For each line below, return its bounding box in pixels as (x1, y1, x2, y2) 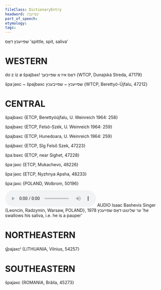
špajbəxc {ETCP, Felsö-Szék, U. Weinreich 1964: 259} (5, 124, 113, 130)
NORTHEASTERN (5, 230, 76, 241)
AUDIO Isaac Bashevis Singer (97, 202, 156, 208)
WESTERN (5, 56, 48, 67)
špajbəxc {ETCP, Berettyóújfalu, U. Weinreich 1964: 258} (5, 115, 118, 120)
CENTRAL (5, 98, 46, 110)
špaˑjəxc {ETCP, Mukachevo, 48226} (5, 162, 79, 167)
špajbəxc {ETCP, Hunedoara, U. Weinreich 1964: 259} (5, 134, 113, 139)
